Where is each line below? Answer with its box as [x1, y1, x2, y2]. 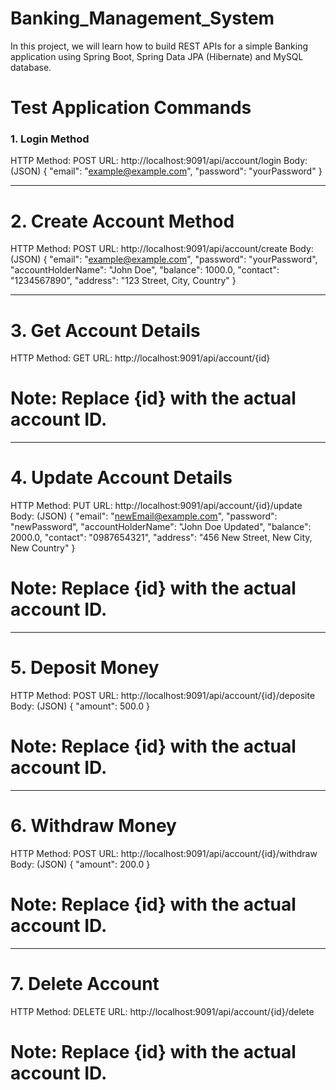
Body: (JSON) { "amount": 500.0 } [10, 700, 151, 712]
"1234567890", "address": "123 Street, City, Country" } [10, 275, 237, 287]
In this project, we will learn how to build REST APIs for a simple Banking [10, 40, 309, 52]
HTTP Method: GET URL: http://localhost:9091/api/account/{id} [10, 352, 271, 364]
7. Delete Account [10, 973, 160, 996]
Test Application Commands [10, 97, 252, 119]
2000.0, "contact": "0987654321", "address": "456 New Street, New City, [10, 532, 313, 544]
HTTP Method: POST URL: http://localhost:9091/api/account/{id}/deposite [10, 690, 316, 702]
